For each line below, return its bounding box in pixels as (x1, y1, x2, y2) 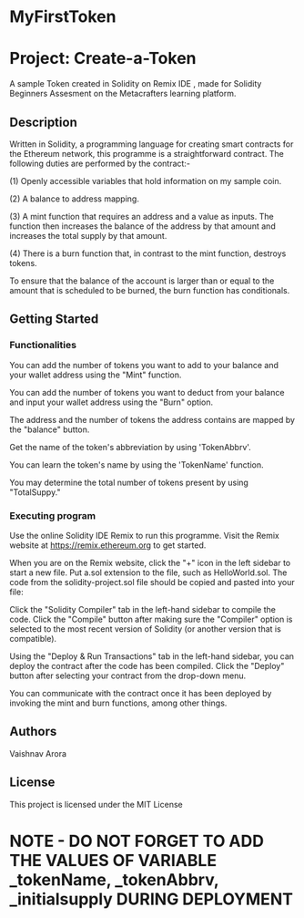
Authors (9, 724, 57, 739)
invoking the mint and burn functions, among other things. (9, 697, 228, 708)
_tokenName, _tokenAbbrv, (9, 869, 219, 890)
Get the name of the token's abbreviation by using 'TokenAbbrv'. (9, 441, 252, 452)
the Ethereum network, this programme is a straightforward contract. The (9, 148, 284, 159)
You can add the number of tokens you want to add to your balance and (9, 359, 279, 370)
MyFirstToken (9, 6, 117, 27)
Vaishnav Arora (9, 748, 66, 758)
